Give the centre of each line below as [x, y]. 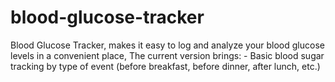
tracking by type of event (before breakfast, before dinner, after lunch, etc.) [165, 66]
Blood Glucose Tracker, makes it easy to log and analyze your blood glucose [167, 45]
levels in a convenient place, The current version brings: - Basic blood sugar [167, 55]
